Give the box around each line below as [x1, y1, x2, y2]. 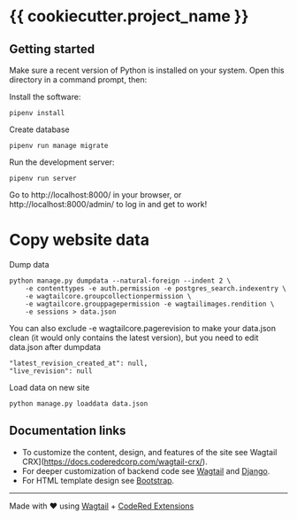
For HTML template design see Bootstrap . [21, 475, 175, 485]
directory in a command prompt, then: [9, 74, 148, 85]
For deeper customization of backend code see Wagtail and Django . [21, 465, 270, 476]
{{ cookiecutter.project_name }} [9, 6, 249, 27]
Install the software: [9, 91, 81, 102]
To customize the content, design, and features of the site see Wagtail [21, 446, 278, 457]
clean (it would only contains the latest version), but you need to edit [9, 332, 259, 343]
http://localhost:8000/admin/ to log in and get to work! [9, 199, 208, 209]
